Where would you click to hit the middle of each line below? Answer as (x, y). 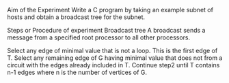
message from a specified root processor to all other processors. (99, 37)
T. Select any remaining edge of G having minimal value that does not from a (115, 58)
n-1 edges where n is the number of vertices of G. (77, 72)
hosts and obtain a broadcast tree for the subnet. (76, 17)
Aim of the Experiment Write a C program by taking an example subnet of (110, 10)
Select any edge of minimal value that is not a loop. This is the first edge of (112, 51)
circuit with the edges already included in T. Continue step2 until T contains (113, 65)
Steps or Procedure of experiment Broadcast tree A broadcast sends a (106, 30)
